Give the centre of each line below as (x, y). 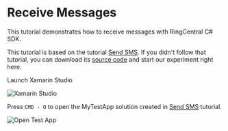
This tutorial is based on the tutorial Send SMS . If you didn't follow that (107, 52)
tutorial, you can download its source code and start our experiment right (110, 59)
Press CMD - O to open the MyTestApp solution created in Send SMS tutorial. (115, 106)
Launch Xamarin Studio (40, 80)
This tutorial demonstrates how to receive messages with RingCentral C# (110, 32)
